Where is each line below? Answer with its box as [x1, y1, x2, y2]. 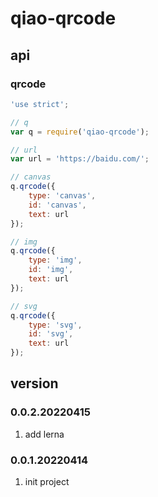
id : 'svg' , [28, 329, 74, 339]
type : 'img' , [28, 255, 83, 266]
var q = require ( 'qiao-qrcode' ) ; [10, 127, 150, 137]
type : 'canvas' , [28, 191, 97, 201]
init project [24, 475, 70, 487]
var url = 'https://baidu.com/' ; [10, 154, 150, 164]
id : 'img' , [28, 265, 74, 275]
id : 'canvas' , [28, 200, 87, 210]
